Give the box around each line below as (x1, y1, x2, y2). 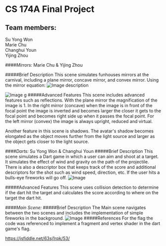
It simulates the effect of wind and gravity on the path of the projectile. (5, 159, 149, 165)
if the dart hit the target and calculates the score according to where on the (5, 190, 159, 195)
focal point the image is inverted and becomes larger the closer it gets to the (5, 108, 161, 114)
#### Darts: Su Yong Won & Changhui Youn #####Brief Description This (5, 148, 153, 154)
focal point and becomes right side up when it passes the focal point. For (5, 113, 155, 119)
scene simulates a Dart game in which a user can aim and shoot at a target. (5, 153, 159, 159)
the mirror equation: (5, 82, 46, 88)
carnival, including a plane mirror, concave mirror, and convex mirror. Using (5, 77, 159, 83)
